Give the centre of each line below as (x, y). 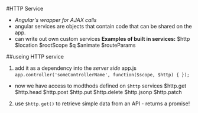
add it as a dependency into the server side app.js (76, 68)
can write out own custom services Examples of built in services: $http (102, 39)
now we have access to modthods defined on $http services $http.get (100, 86)
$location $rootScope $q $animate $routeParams (75, 45)
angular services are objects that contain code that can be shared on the (103, 26)
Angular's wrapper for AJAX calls (56, 20)
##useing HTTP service (35, 56)
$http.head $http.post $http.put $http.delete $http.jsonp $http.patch (98, 92)
